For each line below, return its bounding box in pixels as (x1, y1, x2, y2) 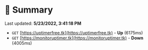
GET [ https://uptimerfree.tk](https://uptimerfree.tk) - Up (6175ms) (11, 30, 143, 35)
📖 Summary (4, 4, 53, 16)
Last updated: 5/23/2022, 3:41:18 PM (4, 20, 82, 26)
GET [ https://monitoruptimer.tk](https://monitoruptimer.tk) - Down (11, 35, 144, 41)
